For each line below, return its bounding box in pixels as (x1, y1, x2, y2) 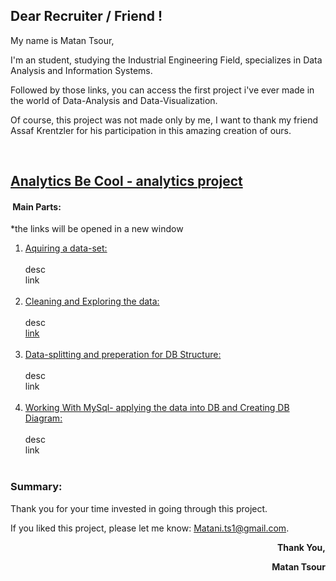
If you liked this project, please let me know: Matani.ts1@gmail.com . (10, 522, 290, 534)
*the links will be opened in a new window (10, 223, 184, 235)
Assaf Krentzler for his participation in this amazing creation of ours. (10, 124, 292, 136)
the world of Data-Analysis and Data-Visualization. (10, 94, 218, 106)
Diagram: (24, 412, 63, 424)
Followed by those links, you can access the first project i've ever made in (10, 84, 315, 96)
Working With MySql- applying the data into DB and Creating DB (24, 402, 290, 414)
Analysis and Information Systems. (10, 64, 153, 76)
